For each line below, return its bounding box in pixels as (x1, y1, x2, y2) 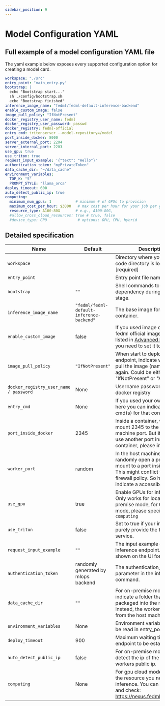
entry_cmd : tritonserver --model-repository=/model (5, 131, 113, 136)
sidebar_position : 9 (5, 7, 48, 12)
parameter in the (115, 570, 154, 577)
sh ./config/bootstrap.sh (9, 94, 63, 99)
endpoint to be (115, 640, 149, 647)
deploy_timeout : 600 (5, 185, 48, 190)
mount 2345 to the (115, 424, 159, 430)
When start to (115, 350, 147, 357)
